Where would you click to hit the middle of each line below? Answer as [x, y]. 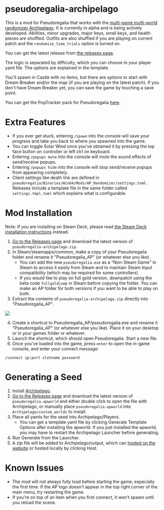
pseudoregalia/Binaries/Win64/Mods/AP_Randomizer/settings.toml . [80, 183]
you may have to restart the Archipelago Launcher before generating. [89, 432]
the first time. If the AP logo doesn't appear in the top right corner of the [85, 486]
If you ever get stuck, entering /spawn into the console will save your [81, 135]
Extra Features [35, 122]
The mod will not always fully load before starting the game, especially [83, 482]
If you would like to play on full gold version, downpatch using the [86, 278]
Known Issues [35, 468]
